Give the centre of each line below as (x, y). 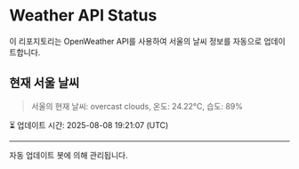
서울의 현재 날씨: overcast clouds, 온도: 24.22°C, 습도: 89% (137, 106)
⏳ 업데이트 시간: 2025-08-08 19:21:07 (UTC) (89, 125)
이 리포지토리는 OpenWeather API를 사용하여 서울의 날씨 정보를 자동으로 (136, 41)
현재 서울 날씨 (44, 83)
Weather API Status (83, 16)
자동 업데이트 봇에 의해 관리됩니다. (69, 155)
